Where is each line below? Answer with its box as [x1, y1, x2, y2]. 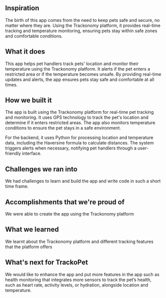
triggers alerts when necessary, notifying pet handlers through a [5, 145, 137, 151]
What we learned [5, 225, 59, 234]
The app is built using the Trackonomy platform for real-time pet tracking [5, 109, 154, 115]
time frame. [5, 183, 29, 189]
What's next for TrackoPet [5, 258, 88, 267]
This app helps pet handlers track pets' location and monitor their [5, 61, 139, 67]
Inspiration [5, 4, 40, 12]
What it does [5, 47, 46, 56]
